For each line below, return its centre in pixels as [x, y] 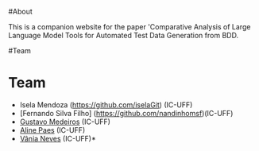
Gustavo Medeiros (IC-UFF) [65, 122]
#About [21, 12]
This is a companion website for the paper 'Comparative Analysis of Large [129, 27]
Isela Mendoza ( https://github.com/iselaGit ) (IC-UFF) [106, 105]
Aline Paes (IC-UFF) [52, 130]
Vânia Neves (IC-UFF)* [58, 138]
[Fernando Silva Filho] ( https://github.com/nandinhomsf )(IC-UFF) [126, 113]
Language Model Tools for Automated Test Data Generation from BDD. [124, 35]
